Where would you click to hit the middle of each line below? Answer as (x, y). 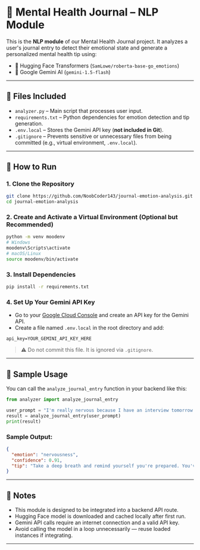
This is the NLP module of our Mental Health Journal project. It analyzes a (97, 41)
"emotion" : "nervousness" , (45, 454)
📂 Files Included (36, 96)
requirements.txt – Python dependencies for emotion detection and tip (102, 117)
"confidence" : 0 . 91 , (37, 460)
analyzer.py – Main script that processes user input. (79, 110)
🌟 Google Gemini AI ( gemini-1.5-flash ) (63, 72)
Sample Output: (29, 437)
